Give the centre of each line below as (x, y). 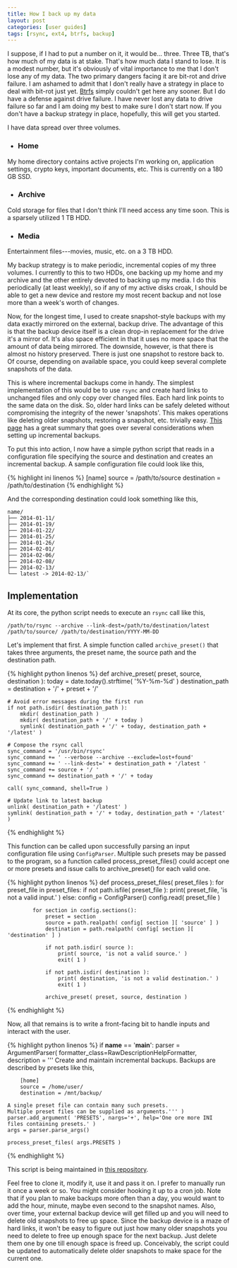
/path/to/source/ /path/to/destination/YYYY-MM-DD (83, 632)
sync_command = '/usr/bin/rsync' (56, 751)
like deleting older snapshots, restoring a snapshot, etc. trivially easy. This (115, 420)
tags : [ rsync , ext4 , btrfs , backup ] (61, 34)
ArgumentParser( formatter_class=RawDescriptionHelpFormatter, (102, 1052)
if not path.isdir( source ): (89, 947)
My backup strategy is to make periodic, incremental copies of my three (112, 265)
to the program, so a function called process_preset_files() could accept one (119, 861)
